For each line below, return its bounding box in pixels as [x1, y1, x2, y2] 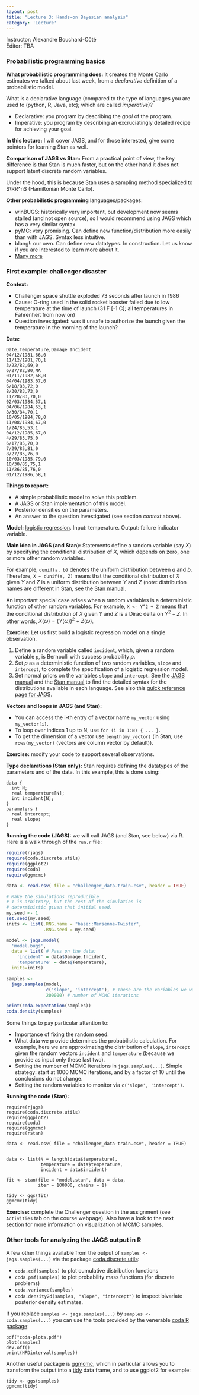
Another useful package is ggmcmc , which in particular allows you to [6, 1361, 175, 1368]
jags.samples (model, [11, 981, 62, 987]
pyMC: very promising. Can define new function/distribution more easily [14, 227, 191, 234]
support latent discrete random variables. [6, 167, 107, 174]
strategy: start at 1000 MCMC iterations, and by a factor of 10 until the [14, 1069, 185, 1076]
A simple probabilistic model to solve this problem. [14, 493, 138, 500]
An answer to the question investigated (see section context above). [14, 512, 182, 519]
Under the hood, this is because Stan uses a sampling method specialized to [6, 179, 193, 186]
